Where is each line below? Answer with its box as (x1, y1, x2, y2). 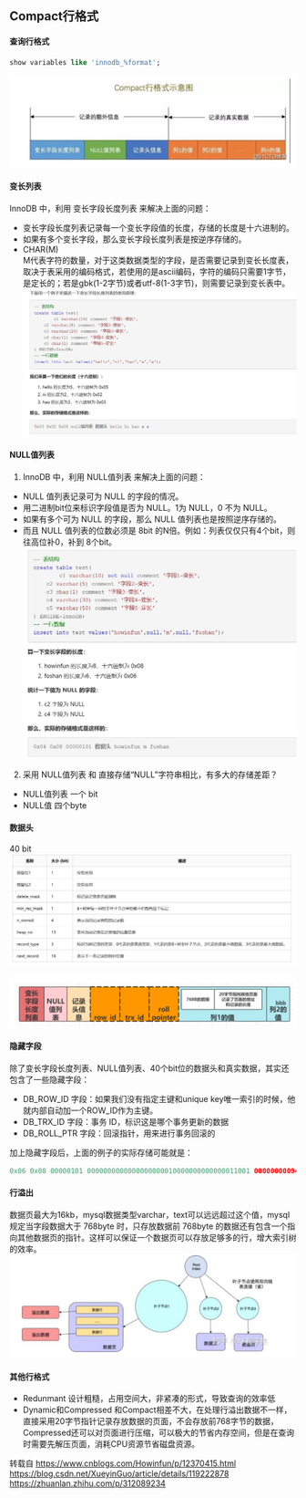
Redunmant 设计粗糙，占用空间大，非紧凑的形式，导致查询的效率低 (22, 1393, 276, 1404)
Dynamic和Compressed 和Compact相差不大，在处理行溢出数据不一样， (22, 1404, 292, 1416)
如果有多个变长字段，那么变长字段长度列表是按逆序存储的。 (22, 234, 247, 244)
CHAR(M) (22, 244, 59, 255)
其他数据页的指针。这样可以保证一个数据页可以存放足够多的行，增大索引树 (16, 1233, 297, 1243)
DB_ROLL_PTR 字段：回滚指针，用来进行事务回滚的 (22, 1128, 216, 1139)
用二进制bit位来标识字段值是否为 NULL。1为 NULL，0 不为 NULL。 (22, 502, 273, 513)
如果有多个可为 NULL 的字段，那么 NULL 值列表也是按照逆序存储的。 (22, 514, 282, 525)
